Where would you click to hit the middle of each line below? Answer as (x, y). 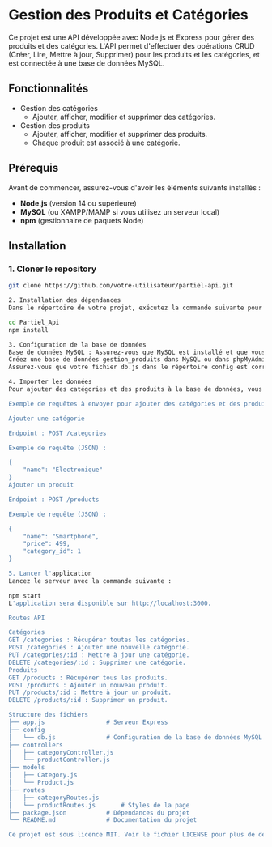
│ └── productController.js (59, 760)
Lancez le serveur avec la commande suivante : (90, 581)
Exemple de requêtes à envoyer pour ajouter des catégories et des (125, 404)
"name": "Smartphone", (61, 536)
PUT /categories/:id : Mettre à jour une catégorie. (99, 655)
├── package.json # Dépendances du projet (99, 813)
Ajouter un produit (41, 485)
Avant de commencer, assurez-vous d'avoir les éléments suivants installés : (135, 187)
